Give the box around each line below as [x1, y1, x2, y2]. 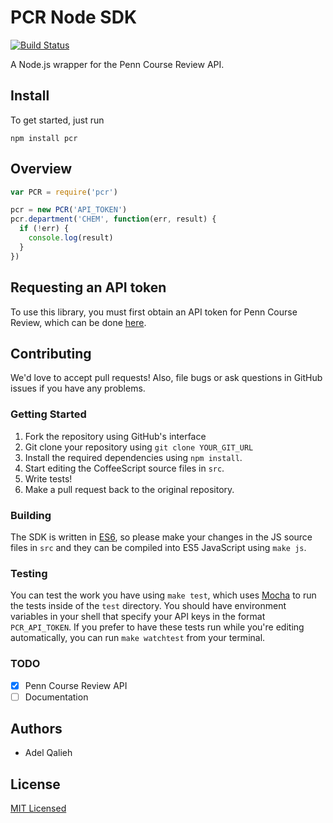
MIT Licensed [10, 802, 67, 815]
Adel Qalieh [24, 747, 73, 759]
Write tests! [24, 472, 73, 485]
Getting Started [10, 407, 87, 421]
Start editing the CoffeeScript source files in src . [24, 462, 225, 474]
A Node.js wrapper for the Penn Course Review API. [10, 58, 225, 70]
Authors [10, 721, 63, 738]
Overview [10, 161, 73, 178]
